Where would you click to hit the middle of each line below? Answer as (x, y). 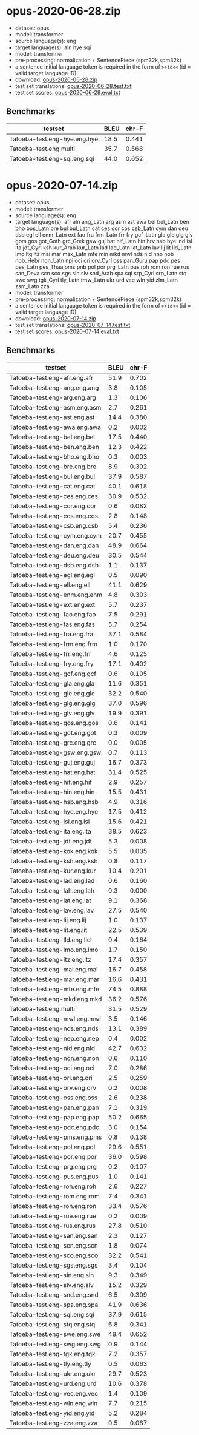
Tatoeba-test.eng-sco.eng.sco (54, 1255)
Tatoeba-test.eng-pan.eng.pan (54, 1107)
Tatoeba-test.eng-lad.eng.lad (52, 880)
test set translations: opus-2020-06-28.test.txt (73, 86)
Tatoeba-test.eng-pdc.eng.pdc (54, 1127)
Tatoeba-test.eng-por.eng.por (53, 1156)
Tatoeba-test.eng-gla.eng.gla (52, 683)
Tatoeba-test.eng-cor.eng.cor (53, 506)
